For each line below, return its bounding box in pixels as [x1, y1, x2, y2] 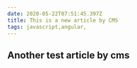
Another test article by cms [7, 49, 130, 61]
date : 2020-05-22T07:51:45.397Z [7, 10, 102, 18]
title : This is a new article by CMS [7, 17, 119, 24]
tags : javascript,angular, [7, 23, 87, 30]
